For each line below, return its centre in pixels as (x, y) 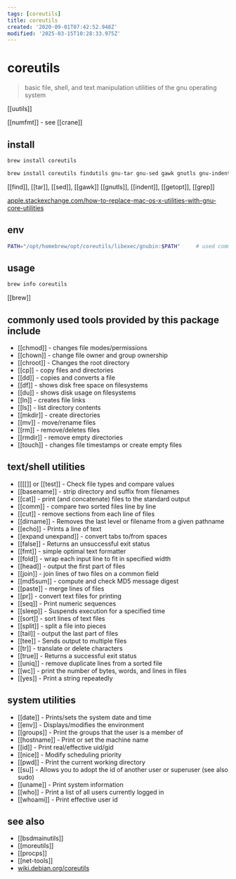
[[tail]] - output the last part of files (68, 633)
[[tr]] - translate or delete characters (70, 648)
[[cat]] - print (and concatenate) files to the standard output (104, 499)
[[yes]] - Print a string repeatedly (65, 678)
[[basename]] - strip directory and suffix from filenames (98, 491)
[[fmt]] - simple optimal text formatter (72, 551)
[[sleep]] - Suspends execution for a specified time (91, 611)
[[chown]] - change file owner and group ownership (93, 355)
